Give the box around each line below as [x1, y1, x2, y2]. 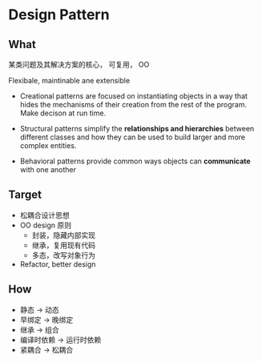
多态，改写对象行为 [31, 250, 96, 259]
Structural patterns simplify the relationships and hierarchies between [19, 124, 255, 133]
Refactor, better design [19, 259, 96, 269]
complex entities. [19, 141, 77, 150]
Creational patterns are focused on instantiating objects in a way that [19, 91, 248, 101]
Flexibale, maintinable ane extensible [8, 76, 131, 85]
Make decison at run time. [19, 108, 107, 118]
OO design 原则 [19, 220, 72, 230]
